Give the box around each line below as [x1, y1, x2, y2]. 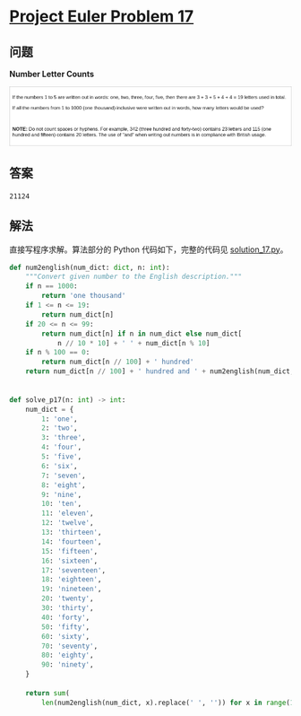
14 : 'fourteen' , [41, 537, 102, 546]
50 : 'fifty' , [41, 622, 90, 632]
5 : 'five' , [41, 452, 82, 461]
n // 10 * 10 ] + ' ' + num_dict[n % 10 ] [56, 338, 211, 347]
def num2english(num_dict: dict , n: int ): [9, 263, 170, 272]
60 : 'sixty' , [41, 632, 90, 641]
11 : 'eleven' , [41, 509, 94, 518]
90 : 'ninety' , [41, 660, 94, 669]
